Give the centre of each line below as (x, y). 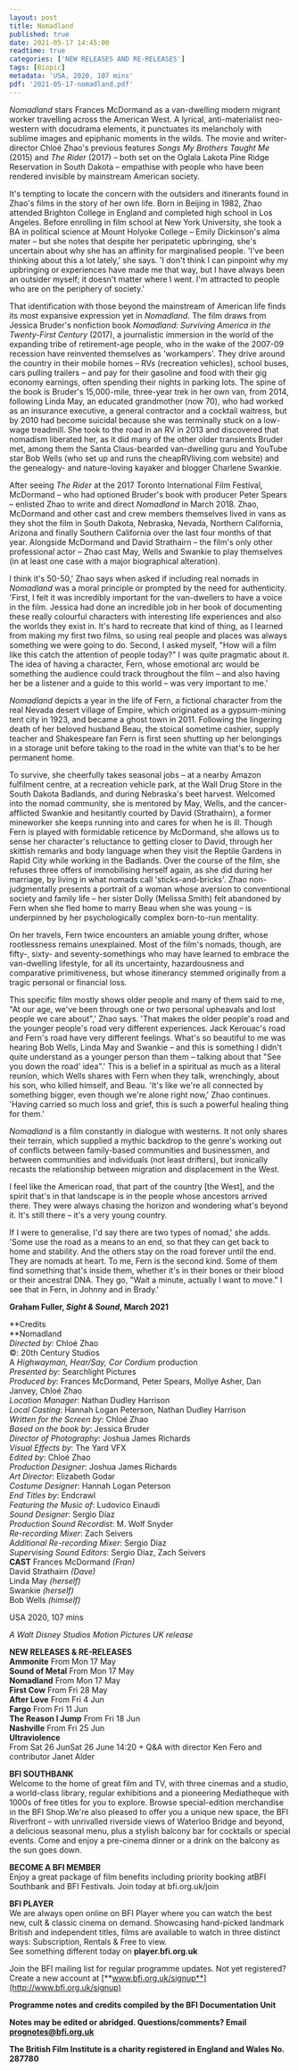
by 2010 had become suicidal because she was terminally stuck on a (136, 420)
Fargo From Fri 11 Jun (49, 1709)
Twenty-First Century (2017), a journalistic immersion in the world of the (141, 334)
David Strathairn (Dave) (53, 1571)
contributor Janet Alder (52, 1756)
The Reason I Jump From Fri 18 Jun (75, 1718)
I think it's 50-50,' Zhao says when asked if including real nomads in (134, 578)
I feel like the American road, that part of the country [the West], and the (142, 1186)
